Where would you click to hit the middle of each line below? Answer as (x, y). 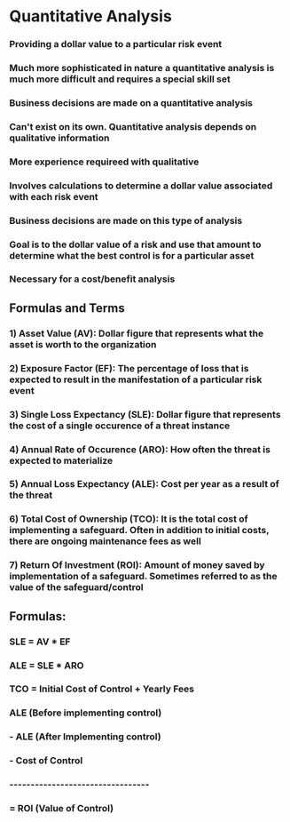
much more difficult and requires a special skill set (120, 79)
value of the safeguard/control (76, 587)
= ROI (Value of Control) (61, 809)
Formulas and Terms (67, 308)
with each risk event (54, 196)
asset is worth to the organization (83, 344)
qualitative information (59, 138)
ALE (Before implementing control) (86, 713)
